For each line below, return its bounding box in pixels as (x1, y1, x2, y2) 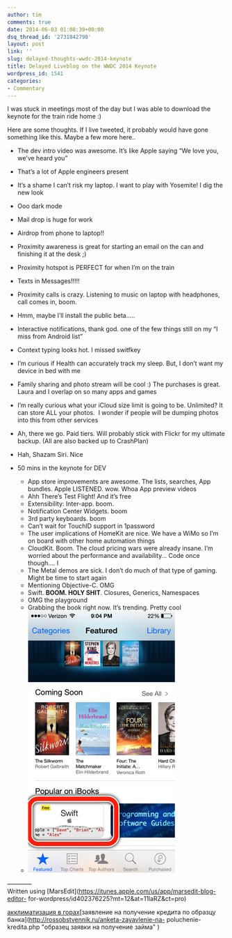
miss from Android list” (17, 332, 83, 341)
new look (17, 188, 44, 197)
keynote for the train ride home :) (7, 112, 102, 121)
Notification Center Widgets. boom (27, 507, 128, 515)
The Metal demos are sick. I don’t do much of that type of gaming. (27, 566, 217, 575)
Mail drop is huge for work (17, 215, 93, 224)
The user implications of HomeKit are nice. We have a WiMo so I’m (27, 529, 219, 538)
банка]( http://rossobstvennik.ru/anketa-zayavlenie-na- (7, 916, 165, 924)
